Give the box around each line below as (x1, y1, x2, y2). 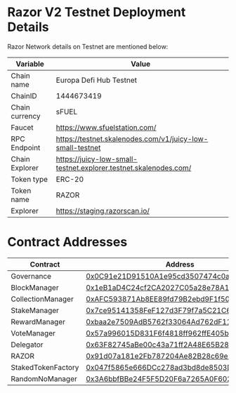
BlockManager (11, 282, 59, 292)
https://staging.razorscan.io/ (55, 206, 150, 215)
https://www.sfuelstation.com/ (55, 122, 157, 132)
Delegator (11, 340, 44, 349)
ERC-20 (55, 174, 84, 184)
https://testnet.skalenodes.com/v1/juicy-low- (55, 134, 209, 144)
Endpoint (11, 142, 41, 152)
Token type (11, 174, 48, 184)
